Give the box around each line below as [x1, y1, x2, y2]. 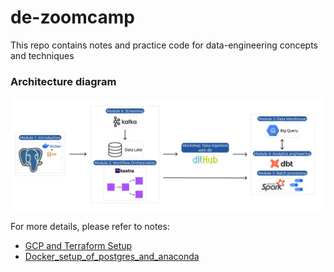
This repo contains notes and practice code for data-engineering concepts [10, 39, 318, 51]
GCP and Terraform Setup [24, 240, 133, 252]
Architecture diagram [10, 74, 117, 88]
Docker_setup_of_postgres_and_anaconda [24, 251, 200, 263]
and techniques [10, 49, 75, 61]
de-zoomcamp [10, 6, 136, 29]
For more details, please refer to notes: [10, 221, 170, 233]
